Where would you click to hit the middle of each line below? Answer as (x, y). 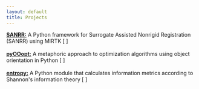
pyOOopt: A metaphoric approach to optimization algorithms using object (98, 54)
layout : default (27, 12)
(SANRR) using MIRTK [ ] (37, 41)
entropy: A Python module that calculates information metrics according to (100, 73)
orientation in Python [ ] (36, 60)
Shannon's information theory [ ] (47, 79)
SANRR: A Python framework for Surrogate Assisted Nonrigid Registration (99, 34)
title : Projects (27, 17)
